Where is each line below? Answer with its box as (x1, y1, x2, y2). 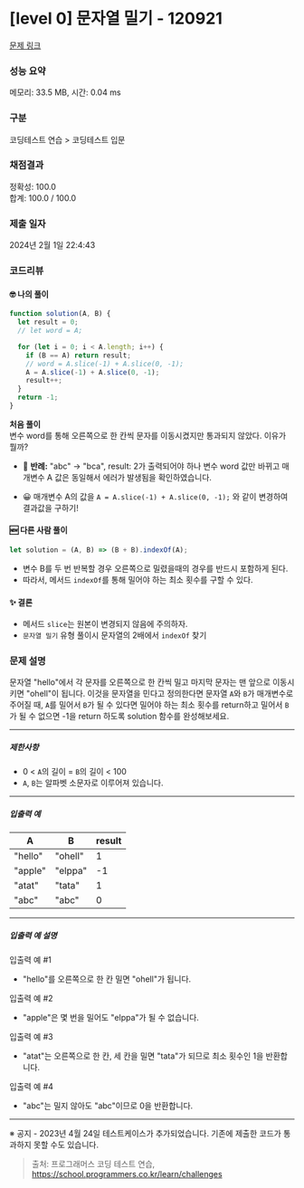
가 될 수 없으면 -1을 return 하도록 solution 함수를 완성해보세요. (9, 711, 230, 722)
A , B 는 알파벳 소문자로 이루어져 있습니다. (22, 777, 164, 788)
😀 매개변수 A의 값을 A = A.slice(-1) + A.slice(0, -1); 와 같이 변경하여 (22, 490, 289, 502)
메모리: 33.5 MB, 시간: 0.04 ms (9, 87, 121, 98)
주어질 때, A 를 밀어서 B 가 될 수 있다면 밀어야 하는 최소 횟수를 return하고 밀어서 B (9, 699, 290, 710)
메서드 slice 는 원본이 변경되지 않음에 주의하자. (22, 619, 188, 630)
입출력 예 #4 (9, 1081, 54, 1092)
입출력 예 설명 (9, 929, 57, 941)
